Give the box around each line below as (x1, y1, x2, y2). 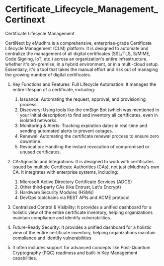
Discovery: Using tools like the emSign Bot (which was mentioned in (19, 107, 160, 113)
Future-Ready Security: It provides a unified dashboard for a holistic (12, 224, 152, 230)
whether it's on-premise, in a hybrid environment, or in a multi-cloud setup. (5, 61, 159, 67)
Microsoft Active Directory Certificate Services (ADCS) (19, 179, 132, 185)
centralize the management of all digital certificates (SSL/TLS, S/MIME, (5, 51, 151, 57)
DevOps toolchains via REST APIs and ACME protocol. (19, 195, 131, 200)
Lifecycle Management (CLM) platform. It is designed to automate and (5, 45, 149, 51)
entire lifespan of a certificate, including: (12, 86, 95, 92)
